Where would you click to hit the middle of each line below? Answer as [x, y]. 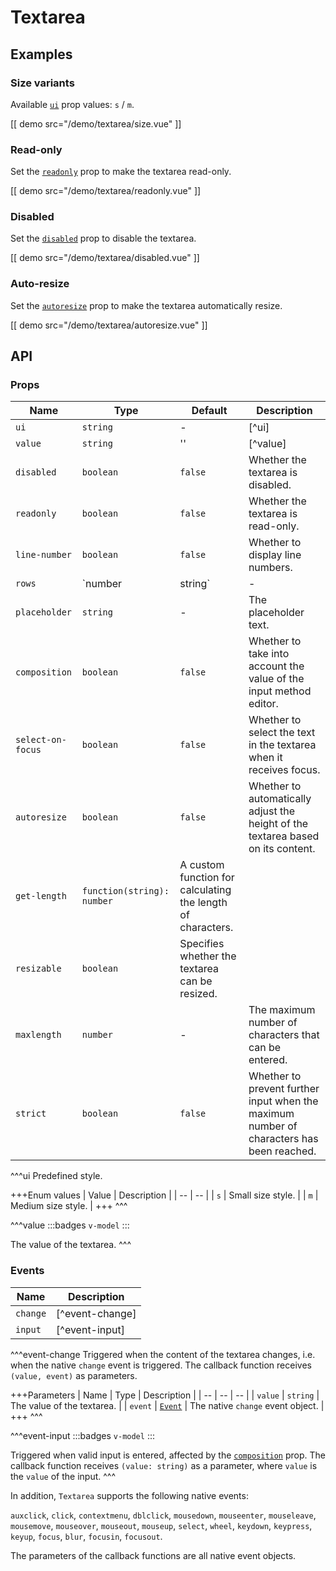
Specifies [202, 944]
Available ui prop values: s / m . [72, 104]
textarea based [284, 836]
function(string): [125, 891]
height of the [278, 824]
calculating [205, 890]
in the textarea [282, 745]
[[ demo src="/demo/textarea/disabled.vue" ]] [105, 258]
